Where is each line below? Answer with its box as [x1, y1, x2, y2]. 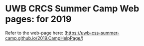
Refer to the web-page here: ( [5, 30, 66, 36]
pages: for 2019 [5, 13, 72, 25]
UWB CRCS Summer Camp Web [5, 3, 140, 14]
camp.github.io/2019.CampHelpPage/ [5, 35, 82, 41]
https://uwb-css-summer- [66, 30, 120, 36]
